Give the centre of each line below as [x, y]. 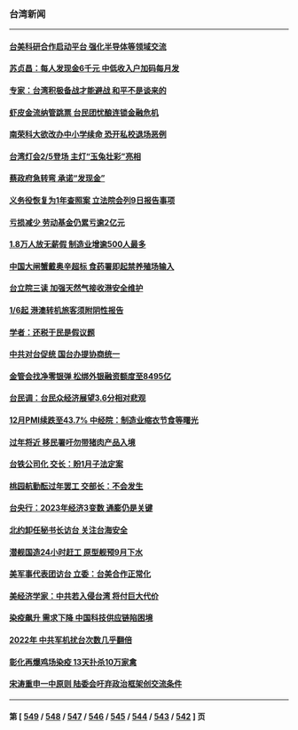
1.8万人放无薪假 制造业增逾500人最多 [78, 244]
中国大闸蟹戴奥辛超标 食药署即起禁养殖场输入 [92, 266]
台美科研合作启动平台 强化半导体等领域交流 [88, 46]
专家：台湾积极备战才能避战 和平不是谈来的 [88, 91]
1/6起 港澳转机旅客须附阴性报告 [67, 310]
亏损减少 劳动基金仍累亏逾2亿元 [67, 222]
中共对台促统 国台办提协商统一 [65, 354]
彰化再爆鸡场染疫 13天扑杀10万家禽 [73, 662]
